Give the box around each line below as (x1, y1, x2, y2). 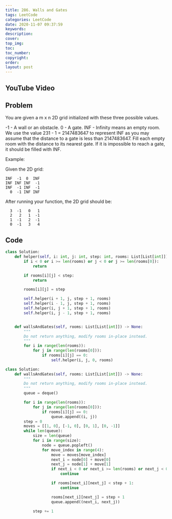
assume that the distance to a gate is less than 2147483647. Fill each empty (5, 135, 165, 141)
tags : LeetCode (5, 12, 38, 17)
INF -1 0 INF (5, 176, 40, 181)
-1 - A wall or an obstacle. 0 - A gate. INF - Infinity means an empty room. (5, 124, 160, 131)
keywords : (5, 27, 27, 32)
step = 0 (24, 419, 42, 424)
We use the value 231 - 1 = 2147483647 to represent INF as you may (5, 130, 149, 136)
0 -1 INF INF (10, 190, 40, 195)
